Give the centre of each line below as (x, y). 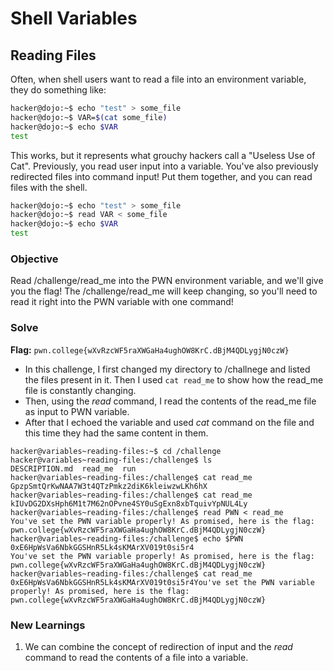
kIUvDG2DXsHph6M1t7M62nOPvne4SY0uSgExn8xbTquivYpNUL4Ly (129, 503)
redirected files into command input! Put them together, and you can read (161, 176)
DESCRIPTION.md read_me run (73, 468)
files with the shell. (49, 187)
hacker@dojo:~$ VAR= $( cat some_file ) (89, 117)
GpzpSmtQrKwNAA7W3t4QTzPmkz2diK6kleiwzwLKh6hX (109, 486)
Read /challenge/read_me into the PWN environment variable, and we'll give (167, 281)
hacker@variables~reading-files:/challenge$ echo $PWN (127, 538)
